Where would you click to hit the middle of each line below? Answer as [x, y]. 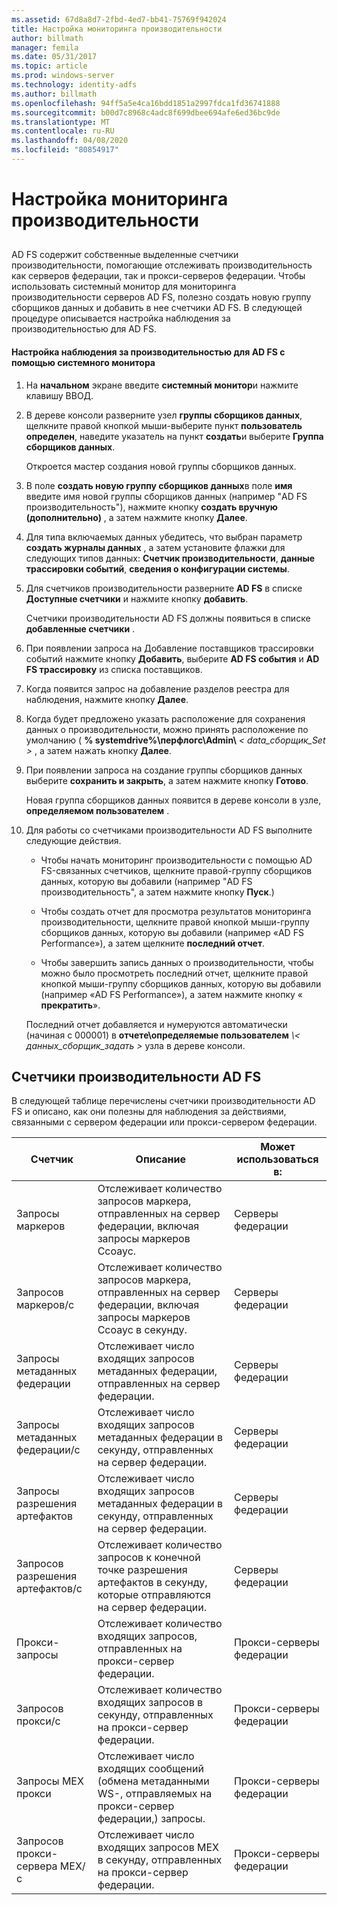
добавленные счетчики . [80, 628]
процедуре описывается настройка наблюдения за [121, 318]
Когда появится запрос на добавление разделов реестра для [157, 688]
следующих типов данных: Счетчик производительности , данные [170, 558]
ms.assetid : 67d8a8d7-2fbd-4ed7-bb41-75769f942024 [119, 19]
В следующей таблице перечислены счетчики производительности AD [163, 1101]
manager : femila [45, 47]
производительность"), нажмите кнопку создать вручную [152, 507]
